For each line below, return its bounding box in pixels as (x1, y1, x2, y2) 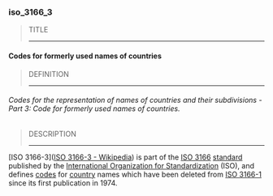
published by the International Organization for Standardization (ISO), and (8, 160, 254, 170)
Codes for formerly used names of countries (8, 51, 162, 61)
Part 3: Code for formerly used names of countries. (8, 104, 180, 113)
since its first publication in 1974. (8, 177, 118, 188)
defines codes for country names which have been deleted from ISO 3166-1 (8, 169, 262, 179)
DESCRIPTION (28, 129, 77, 138)
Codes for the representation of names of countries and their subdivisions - (8, 96, 262, 105)
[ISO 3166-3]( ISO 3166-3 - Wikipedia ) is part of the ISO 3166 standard (8, 152, 243, 162)
